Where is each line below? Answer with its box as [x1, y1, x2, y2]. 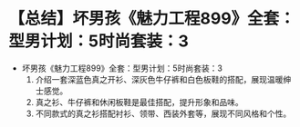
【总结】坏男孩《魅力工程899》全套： [8, 8, 295, 29]
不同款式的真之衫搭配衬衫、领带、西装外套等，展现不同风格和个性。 [35, 108, 292, 119]
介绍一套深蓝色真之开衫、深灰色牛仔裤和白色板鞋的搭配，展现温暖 [35, 73, 284, 84]
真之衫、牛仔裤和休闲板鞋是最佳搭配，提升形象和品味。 [35, 96, 243, 107]
